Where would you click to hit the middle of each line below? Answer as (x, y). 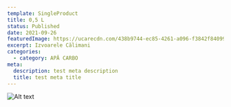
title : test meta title (47, 77)
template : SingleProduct (43, 13)
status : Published (33, 26)
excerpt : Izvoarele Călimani (49, 45)
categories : (24, 52)
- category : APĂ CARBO (46, 58)
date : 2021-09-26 (32, 33)
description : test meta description (66, 71)
